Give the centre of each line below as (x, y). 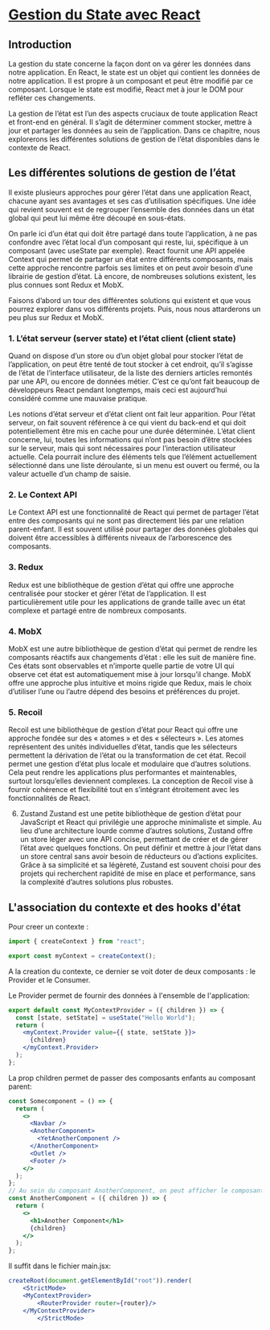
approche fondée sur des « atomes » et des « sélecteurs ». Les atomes (126, 738)
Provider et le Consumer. (49, 979)
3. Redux (26, 567)
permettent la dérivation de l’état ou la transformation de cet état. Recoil (127, 755)
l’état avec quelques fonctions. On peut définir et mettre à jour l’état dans (141, 848)
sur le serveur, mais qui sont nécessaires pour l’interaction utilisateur (122, 449)
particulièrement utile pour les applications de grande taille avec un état (127, 601)
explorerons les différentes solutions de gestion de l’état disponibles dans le (134, 139)
